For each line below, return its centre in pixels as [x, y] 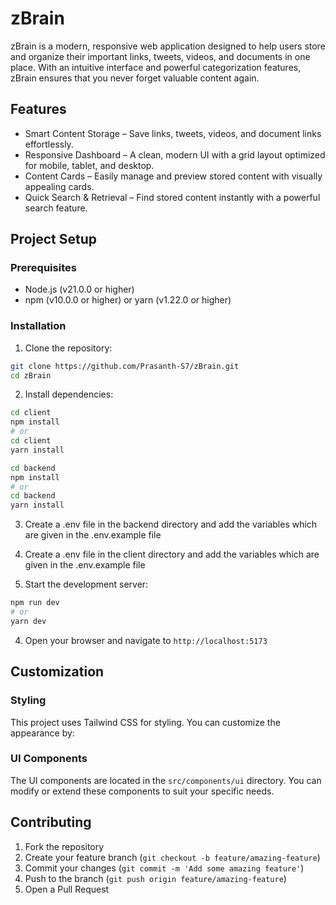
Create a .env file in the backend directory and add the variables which [171, 524]
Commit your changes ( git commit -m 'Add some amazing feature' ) [164, 868]
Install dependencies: [69, 394]
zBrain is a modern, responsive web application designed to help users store [168, 46]
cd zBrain [31, 375]
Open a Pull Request [67, 889]
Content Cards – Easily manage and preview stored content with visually [173, 176]
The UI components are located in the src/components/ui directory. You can [166, 780]
